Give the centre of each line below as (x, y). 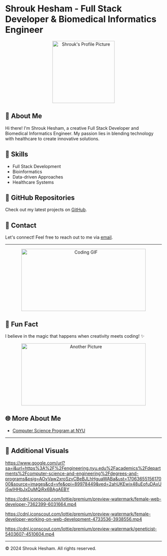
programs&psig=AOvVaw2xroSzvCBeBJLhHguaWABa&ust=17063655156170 (83, 478)
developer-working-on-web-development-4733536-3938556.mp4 (74, 519)
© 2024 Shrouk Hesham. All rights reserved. (51, 548)
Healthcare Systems (33, 182)
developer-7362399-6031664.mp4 (41, 504)
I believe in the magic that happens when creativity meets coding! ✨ (75, 336)
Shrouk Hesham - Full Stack (64, 9)
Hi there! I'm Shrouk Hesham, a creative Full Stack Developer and (72, 128)
